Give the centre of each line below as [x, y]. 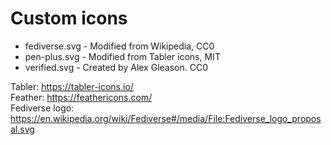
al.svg [22, 129]
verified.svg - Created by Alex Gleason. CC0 [116, 67]
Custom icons [69, 18]
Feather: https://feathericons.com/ [81, 97]
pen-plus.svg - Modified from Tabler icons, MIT [122, 56]
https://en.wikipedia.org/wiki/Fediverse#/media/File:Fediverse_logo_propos [166, 118]
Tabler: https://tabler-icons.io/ [72, 86]
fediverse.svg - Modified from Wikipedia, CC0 [119, 46]
